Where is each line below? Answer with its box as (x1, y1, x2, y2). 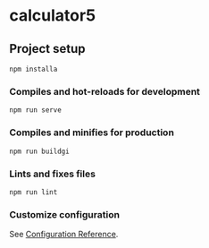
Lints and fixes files (9, 167, 96, 180)
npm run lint (9, 187, 58, 197)
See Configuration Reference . (9, 229, 119, 240)
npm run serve (9, 106, 63, 115)
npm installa (9, 64, 58, 73)
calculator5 (9, 5, 96, 26)
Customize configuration (9, 208, 121, 220)
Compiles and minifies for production (9, 126, 174, 139)
